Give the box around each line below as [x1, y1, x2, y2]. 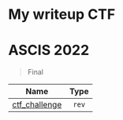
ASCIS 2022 [8, 42, 90, 60]
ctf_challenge [12, 100, 62, 111]
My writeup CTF [8, 5, 116, 24]
